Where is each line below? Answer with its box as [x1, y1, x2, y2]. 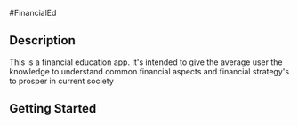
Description [9, 33, 76, 48]
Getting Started [9, 101, 97, 116]
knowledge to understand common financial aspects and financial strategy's [9, 66, 290, 76]
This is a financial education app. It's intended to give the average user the [9, 57, 283, 67]
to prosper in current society [9, 75, 114, 86]
